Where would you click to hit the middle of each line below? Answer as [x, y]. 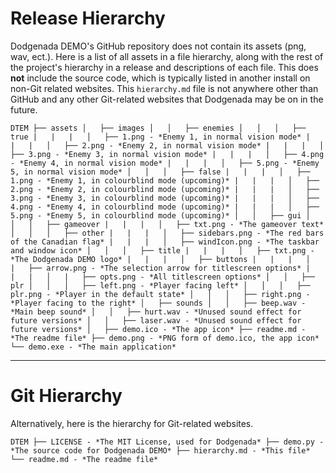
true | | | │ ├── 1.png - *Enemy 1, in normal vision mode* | [160, 137]
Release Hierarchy [88, 18]
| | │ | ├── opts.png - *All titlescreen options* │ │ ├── [162, 277]
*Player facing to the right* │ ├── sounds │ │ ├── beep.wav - [158, 303]
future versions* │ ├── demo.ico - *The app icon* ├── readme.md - [158, 329]
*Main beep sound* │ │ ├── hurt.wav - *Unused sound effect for [156, 312]
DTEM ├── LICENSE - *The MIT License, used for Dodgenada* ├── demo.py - [167, 442]
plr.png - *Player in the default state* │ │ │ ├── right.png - [160, 294]
